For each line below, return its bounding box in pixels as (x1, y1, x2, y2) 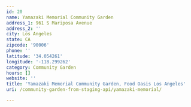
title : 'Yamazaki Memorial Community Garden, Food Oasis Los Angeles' (6, 81, 186, 87)
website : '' (6, 75, 36, 81)
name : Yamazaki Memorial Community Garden (6, 14, 114, 20)
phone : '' (6, 48, 31, 54)
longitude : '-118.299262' (6, 59, 71, 65)
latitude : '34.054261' (6, 53, 63, 59)
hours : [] (6, 70, 31, 76)
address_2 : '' (6, 25, 42, 32)
